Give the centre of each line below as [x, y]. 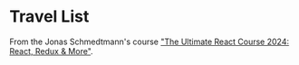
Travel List [49, 17]
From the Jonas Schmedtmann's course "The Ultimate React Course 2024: [149, 42]
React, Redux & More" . [51, 51]
